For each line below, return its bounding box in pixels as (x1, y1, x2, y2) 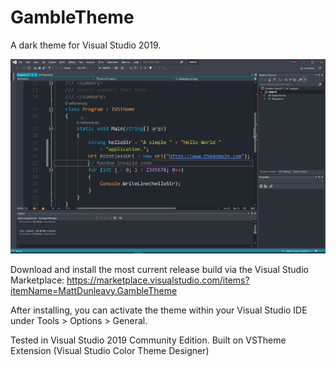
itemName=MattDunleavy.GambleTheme (10, 284, 178, 296)
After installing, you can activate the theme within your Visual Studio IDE (10, 304, 308, 316)
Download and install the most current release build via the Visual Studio (10, 263, 309, 275)
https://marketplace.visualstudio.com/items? (66, 274, 250, 286)
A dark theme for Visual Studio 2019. (10, 39, 162, 51)
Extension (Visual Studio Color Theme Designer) (10, 344, 210, 356)
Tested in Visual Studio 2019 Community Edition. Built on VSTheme (10, 334, 287, 346)
